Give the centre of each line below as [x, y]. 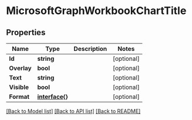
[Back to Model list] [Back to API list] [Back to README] [73, 111]
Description [90, 49]
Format [19, 97]
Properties [26, 32]
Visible [19, 87]
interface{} [53, 97]
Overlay [20, 68]
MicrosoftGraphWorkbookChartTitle [96, 11]
